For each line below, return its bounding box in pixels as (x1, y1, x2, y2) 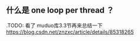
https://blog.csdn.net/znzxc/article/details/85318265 (6, 28, 134, 35)
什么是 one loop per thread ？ (6, 5, 115, 16)
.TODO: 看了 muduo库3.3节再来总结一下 (6, 22, 103, 29)
